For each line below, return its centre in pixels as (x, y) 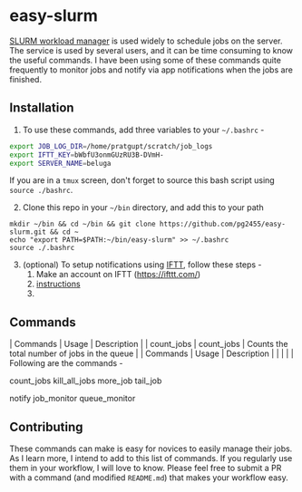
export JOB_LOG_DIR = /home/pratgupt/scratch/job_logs (111, 146)
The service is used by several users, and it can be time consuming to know (151, 50)
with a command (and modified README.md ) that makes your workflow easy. (149, 478)
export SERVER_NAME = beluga (60, 163)
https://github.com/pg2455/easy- (222, 224)
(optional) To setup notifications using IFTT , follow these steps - (142, 265)
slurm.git (28, 232)
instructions (58, 284)
